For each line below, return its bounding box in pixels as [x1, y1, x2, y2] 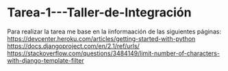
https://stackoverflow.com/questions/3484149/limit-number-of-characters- [7, 49, 220, 57]
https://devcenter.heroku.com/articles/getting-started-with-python [7, 34, 196, 42]
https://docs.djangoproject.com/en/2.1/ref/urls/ [7, 42, 140, 50]
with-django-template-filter [7, 56, 84, 64]
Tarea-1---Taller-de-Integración [7, 5, 192, 20]
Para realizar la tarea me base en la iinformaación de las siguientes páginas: [7, 27, 221, 35]
